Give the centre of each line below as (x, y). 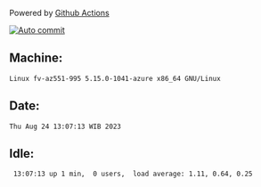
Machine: (36, 58)
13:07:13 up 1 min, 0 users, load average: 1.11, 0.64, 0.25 (133, 174)
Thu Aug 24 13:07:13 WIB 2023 (65, 126)
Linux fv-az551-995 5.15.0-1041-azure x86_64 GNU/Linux (115, 78)
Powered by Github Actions (59, 13)
